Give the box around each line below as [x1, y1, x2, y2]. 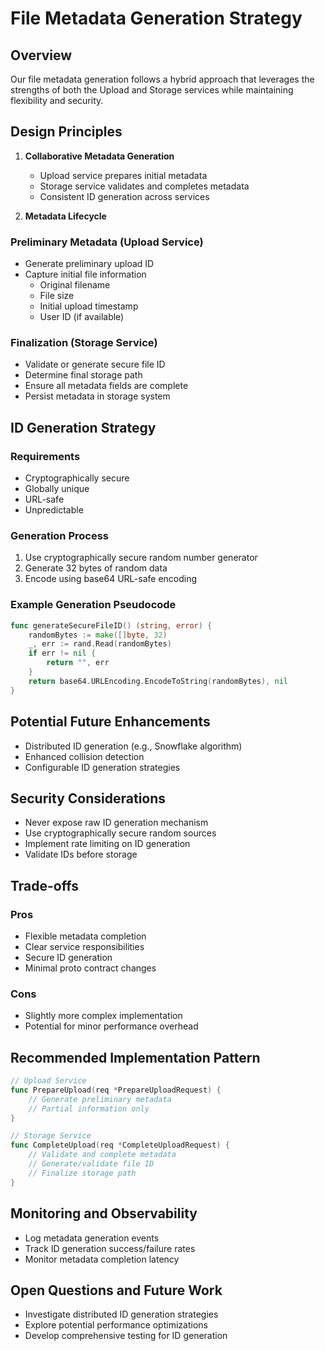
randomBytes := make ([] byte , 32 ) [28, 630, 168, 640]
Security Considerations [10, 790, 167, 807]
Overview [10, 47, 73, 64]
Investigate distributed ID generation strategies [24, 1308, 219, 1321]
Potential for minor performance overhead [24, 1020, 199, 1032]
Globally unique [24, 483, 90, 495]
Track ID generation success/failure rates [24, 1242, 196, 1254]
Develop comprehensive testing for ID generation [24, 1330, 228, 1342]
